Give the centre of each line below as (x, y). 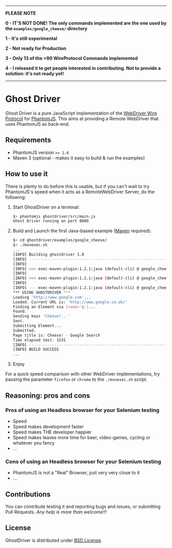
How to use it (27, 174)
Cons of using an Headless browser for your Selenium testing (83, 462)
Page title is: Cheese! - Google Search (56, 335)
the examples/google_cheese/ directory (46, 28)
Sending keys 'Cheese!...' (41, 316)
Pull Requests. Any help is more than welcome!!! (56, 512)
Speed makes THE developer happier (52, 432)
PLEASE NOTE (21, 13)
